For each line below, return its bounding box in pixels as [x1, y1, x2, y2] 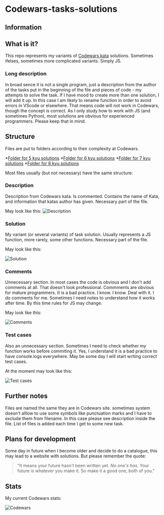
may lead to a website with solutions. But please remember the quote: [5, 453, 146, 459]
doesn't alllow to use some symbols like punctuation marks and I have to [5, 410, 152, 416]
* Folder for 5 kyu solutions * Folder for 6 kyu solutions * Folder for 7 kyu [5, 155, 151, 161]
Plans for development [5, 435, 76, 443]
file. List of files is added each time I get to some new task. [5, 420, 124, 426]
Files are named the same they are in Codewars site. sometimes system [5, 405, 151, 411]
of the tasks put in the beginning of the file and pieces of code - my [5, 87, 142, 93]
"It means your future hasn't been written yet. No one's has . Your [17, 463, 149, 469]
